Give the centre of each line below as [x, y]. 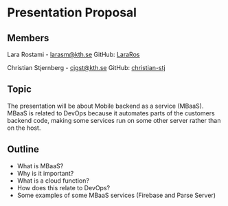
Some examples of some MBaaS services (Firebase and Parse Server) [116, 195]
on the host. [24, 128]
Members [28, 38]
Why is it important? [45, 173]
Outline [23, 149]
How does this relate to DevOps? [64, 187]
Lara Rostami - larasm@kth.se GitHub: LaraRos [73, 54]
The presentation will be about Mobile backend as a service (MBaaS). [105, 106]
